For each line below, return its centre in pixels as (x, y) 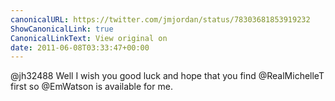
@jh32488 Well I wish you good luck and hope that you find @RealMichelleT (167, 76)
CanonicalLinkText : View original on (89, 38)
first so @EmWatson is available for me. (91, 87)
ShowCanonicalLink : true (62, 29)
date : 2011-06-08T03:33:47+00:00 (80, 47)
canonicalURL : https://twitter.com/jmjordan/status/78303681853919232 (160, 19)
